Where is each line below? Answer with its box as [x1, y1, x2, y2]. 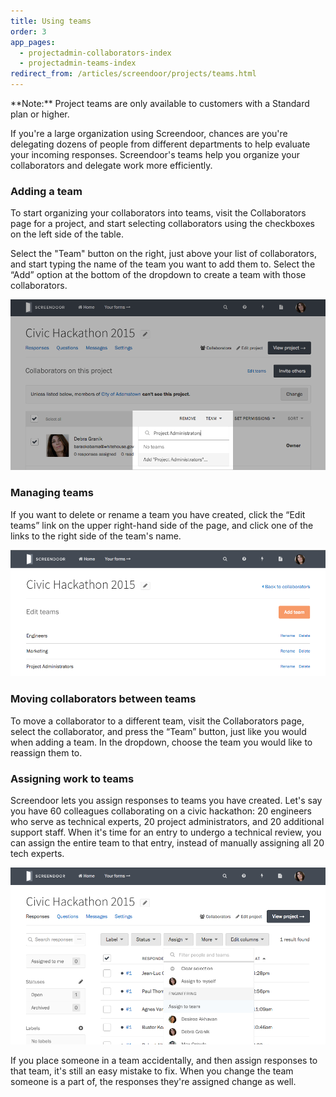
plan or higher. [10, 108, 70, 120]
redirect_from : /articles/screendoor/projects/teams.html [10, 69, 257, 79]
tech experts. [10, 848, 65, 860]
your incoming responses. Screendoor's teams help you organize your [10, 149, 300, 160]
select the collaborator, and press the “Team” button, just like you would [10, 725, 307, 737]
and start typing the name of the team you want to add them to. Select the [10, 258, 316, 270]
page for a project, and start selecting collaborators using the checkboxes [10, 218, 315, 230]
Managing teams [10, 486, 94, 500]
